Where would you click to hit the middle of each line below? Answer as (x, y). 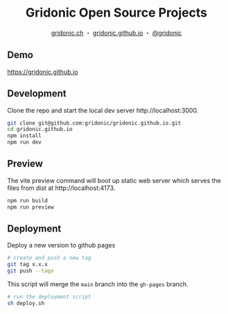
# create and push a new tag (49, 258)
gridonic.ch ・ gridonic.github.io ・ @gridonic (116, 33)
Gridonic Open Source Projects (116, 13)
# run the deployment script (49, 297)
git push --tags (30, 271)
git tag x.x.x (28, 265)
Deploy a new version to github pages (61, 245)
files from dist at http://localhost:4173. (61, 188)
